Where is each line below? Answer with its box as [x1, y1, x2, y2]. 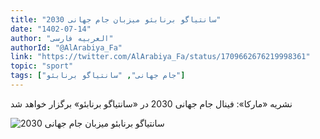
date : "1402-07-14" [10, 24, 92, 34]
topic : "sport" [10, 61, 74, 71]
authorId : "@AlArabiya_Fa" [10, 42, 123, 53]
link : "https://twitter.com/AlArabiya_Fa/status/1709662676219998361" [10, 52, 311, 62]
